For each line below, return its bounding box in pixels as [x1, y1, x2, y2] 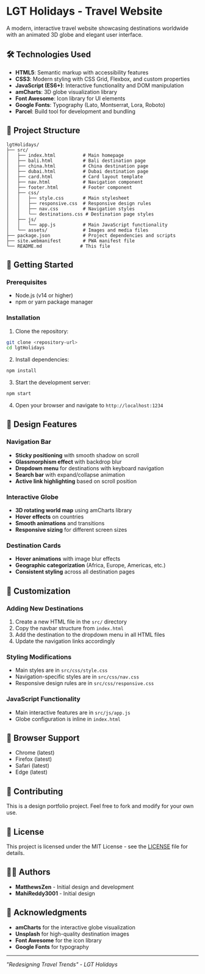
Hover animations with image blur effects [15, 555, 121, 562]
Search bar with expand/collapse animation [15, 471, 125, 478]
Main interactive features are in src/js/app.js [15, 708, 131, 716]
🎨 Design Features [6, 420, 77, 430]
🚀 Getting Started [6, 260, 74, 270]
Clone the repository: [15, 327, 69, 335]
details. [6, 849, 25, 857]
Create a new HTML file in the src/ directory [15, 618, 127, 625]
